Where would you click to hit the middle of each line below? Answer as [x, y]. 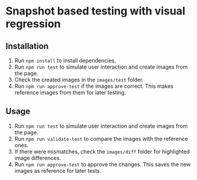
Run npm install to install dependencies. [65, 61]
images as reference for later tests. [58, 170]
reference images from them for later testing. [70, 92]
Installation [27, 46]
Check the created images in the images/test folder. [79, 80]
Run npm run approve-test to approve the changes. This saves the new [102, 164]
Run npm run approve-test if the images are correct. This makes [94, 86]
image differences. [38, 158]
